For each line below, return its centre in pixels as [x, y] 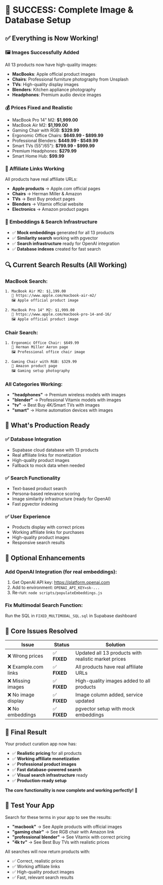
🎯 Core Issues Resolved [41, 631]
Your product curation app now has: [41, 744]
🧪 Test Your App [30, 806]
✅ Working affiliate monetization [46, 758]
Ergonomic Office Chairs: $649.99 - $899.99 [57, 136]
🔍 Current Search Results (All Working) [66, 265]
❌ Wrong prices [25, 656]
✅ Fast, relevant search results [43, 877]
